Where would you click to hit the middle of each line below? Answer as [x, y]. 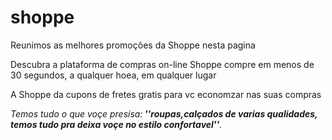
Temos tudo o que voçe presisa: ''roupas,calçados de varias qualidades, [164, 113]
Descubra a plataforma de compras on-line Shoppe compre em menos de [162, 64]
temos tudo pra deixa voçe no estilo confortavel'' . [116, 124]
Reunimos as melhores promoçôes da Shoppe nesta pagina [133, 45]
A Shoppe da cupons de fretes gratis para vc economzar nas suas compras [166, 94]
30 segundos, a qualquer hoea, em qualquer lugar [113, 75]
